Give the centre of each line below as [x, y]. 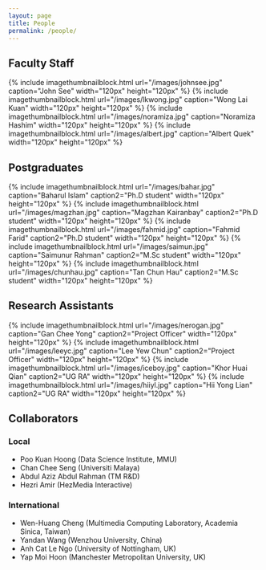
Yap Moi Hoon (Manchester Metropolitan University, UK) [113, 557]
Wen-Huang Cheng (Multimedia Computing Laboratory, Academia [129, 523]
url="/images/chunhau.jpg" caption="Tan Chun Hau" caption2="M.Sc [123, 272]
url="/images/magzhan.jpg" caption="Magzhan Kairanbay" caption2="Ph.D [133, 212]
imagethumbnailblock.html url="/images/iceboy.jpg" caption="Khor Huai [128, 368]
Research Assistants [61, 306]
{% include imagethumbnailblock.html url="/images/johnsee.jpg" [115, 83]
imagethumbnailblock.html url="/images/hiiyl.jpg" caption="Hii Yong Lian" [131, 385]
